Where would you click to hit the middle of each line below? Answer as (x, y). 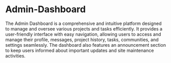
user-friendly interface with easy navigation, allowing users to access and (83, 34)
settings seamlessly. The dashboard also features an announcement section (86, 45)
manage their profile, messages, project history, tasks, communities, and (82, 40)
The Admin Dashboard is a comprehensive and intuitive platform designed (84, 23)
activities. (15, 56)
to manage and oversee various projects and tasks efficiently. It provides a (84, 28)
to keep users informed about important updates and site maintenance (80, 50)
